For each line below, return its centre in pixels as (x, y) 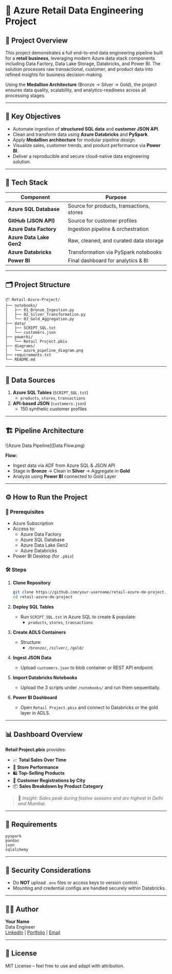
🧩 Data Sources (30, 380)
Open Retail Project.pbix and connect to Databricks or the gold (89, 707)
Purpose (116, 197)
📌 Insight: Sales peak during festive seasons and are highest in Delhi (90, 798)
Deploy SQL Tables (33, 607)
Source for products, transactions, (109, 206)
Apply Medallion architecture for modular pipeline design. (74, 140)
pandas (12, 841)
